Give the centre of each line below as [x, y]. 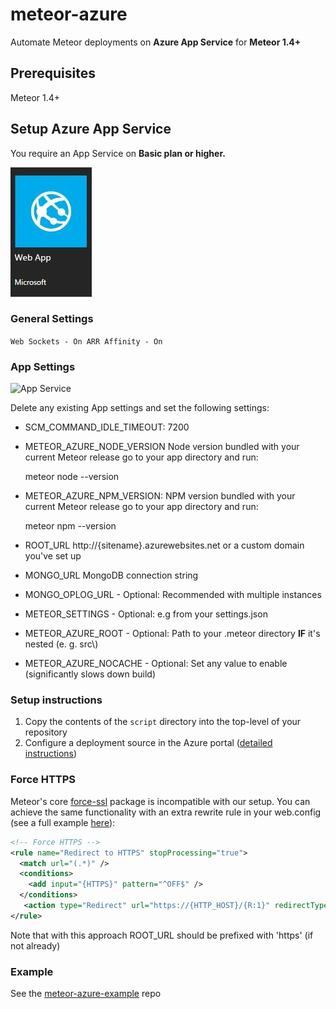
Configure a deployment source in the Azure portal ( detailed [148, 743]
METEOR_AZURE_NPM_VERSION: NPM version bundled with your [160, 496]
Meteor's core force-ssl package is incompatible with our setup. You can [160, 801]
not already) [35, 945]
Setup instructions [56, 700]
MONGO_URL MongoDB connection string [111, 575]
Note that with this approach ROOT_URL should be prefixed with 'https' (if [162, 935]
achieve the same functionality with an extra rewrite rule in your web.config [166, 812]
